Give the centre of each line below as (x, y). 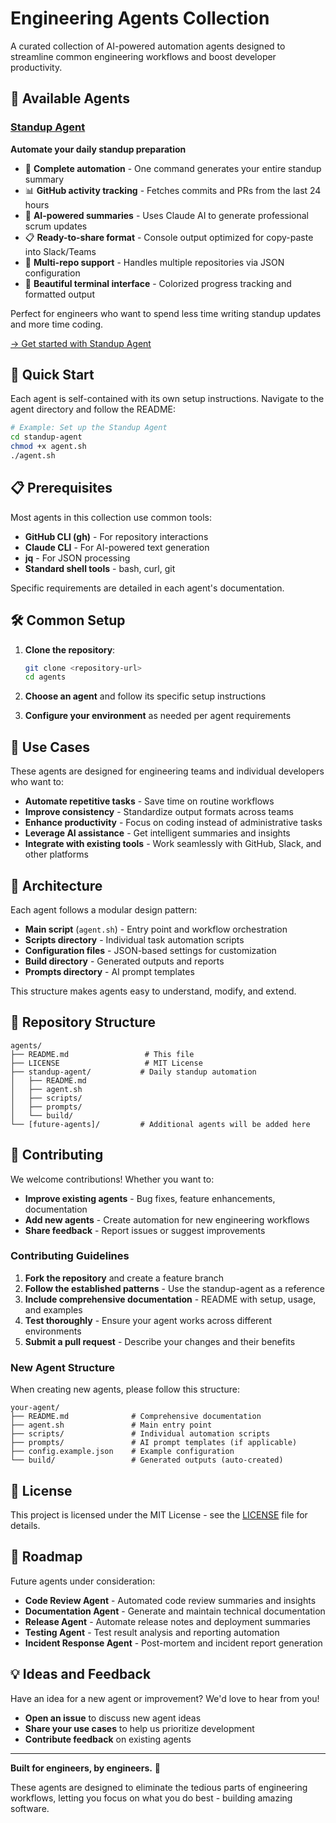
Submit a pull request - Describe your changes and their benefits (160, 1341)
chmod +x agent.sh (48, 447)
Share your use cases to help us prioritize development (139, 1728)
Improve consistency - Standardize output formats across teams (159, 812)
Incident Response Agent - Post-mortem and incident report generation (173, 1643)
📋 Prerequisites (61, 488)
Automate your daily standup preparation (98, 149)
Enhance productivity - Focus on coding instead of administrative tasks (173, 823)
